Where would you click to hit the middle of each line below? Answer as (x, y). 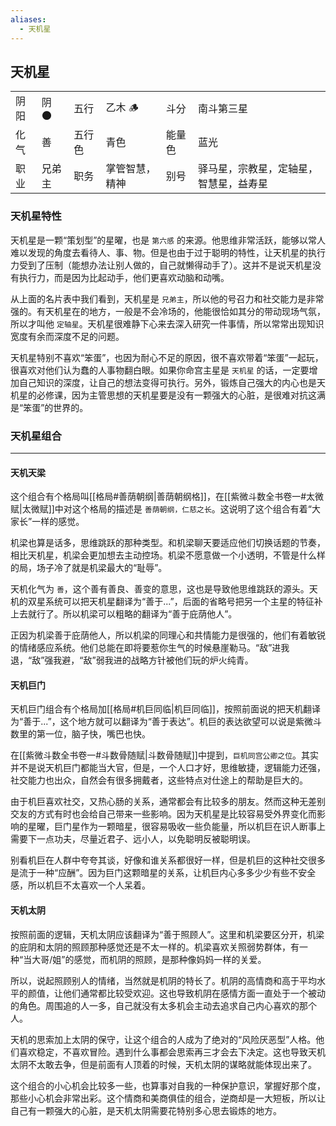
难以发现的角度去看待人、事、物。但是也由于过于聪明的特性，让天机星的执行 (168, 252)
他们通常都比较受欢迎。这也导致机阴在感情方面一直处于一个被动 (194, 993)
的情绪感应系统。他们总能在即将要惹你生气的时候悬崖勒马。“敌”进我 (150, 648)
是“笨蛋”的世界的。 (49, 407)
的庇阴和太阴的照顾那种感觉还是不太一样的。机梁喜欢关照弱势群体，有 (155, 947)
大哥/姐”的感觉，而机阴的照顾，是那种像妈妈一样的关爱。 (149, 959)
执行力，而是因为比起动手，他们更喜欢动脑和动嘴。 (124, 277)
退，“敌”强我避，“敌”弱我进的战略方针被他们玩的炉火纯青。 (132, 660)
